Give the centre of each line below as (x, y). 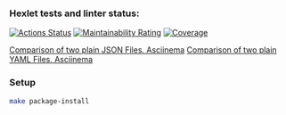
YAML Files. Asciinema (51, 60)
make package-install (49, 101)
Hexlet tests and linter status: (74, 13)
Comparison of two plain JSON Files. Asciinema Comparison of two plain (143, 50)
